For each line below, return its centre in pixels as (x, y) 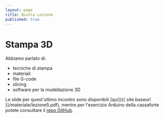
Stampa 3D (29, 44)
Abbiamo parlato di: (26, 58)
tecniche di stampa (33, 68)
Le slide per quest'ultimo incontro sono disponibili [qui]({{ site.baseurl (78, 100)
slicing (19, 85)
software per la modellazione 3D (47, 90)
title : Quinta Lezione (29, 15)
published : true (22, 19)
